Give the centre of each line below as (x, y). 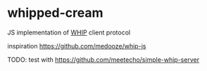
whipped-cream (55, 13)
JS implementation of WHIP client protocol (69, 32)
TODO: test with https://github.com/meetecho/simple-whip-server (103, 59)
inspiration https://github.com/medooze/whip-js (77, 46)
